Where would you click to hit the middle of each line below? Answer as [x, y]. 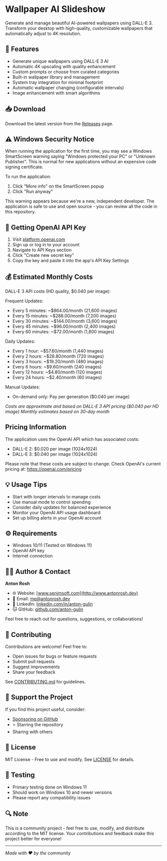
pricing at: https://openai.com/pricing [43, 469]
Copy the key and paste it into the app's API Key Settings [71, 261]
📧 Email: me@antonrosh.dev [41, 599]
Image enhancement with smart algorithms [56, 93]
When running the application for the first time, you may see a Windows [79, 151]
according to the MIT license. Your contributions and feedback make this [80, 834]
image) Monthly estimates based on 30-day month [57, 412]
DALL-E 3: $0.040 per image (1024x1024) [55, 454]
